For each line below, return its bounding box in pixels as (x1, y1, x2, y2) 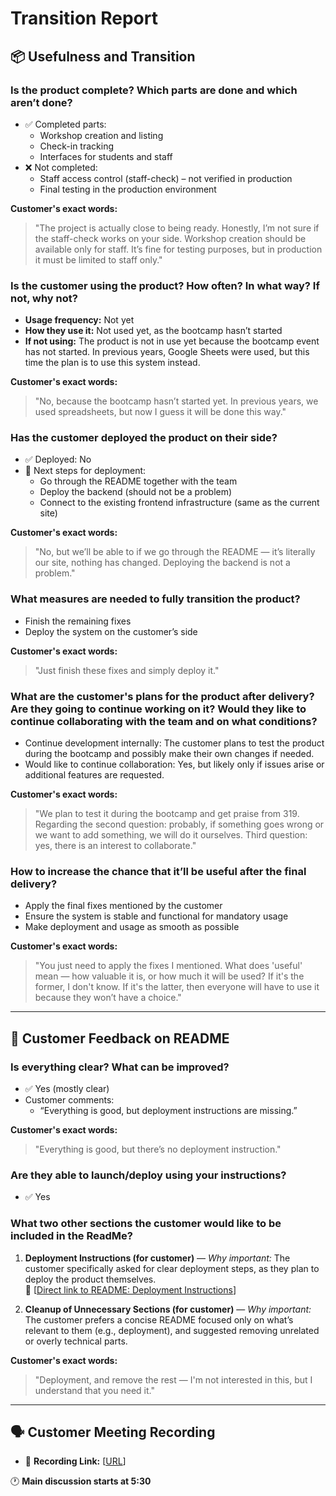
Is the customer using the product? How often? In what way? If (10, 278, 320, 292)
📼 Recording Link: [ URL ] (24, 1455, 127, 1467)
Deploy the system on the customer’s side (24, 625, 198, 637)
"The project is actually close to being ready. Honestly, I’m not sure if (34, 222, 320, 234)
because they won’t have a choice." (34, 992, 182, 1004)
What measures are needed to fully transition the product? (10, 592, 301, 606)
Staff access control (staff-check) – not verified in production (39, 172, 293, 184)
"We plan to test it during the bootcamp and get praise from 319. (34, 808, 300, 820)
